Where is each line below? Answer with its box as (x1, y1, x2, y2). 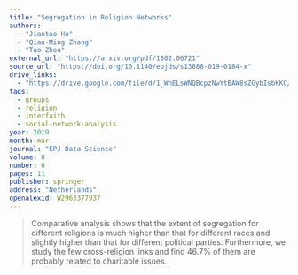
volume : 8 (9, 152, 46, 162)
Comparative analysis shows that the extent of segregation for (30, 218, 259, 228)
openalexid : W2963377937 (9, 194, 101, 203)
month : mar (9, 136, 50, 145)
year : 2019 (9, 128, 50, 137)
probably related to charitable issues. (30, 256, 168, 266)
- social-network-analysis (17, 120, 117, 129)
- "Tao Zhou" (17, 46, 66, 55)
